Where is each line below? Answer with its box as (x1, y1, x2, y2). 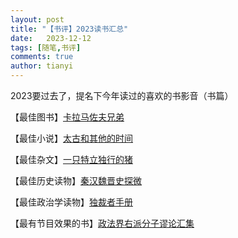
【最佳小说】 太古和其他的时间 (10, 132, 133, 144)
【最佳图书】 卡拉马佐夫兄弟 (10, 111, 125, 123)
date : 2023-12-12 (10, 33, 92, 43)
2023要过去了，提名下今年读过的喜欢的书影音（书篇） (10, 90, 234, 101)
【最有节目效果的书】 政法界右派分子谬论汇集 (10, 217, 195, 229)
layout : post (10, 14, 65, 25)
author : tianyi (10, 61, 74, 71)
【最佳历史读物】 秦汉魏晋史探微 (10, 175, 142, 186)
